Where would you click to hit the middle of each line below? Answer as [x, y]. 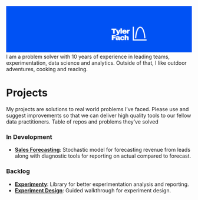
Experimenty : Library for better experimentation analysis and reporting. [102, 184]
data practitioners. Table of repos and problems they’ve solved [82, 121]
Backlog [18, 171]
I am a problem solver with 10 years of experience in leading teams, [88, 56]
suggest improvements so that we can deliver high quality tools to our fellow [99, 115]
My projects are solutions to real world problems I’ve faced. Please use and [98, 109]
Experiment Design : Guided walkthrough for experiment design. [93, 190]
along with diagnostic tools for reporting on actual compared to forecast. [103, 156]
